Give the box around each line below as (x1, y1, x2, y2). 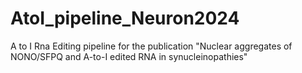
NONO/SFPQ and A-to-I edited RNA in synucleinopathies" (10, 50, 248, 62)
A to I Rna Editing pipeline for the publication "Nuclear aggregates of (10, 40, 293, 52)
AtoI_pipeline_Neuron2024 (10, 7, 240, 30)
